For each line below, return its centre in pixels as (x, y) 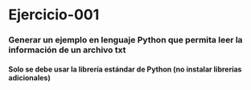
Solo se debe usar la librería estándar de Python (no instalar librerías (125, 69)
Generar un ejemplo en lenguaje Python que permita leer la (125, 40)
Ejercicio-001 (54, 15)
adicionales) (29, 77)
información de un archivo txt (67, 50)
